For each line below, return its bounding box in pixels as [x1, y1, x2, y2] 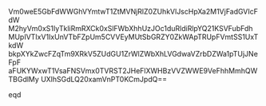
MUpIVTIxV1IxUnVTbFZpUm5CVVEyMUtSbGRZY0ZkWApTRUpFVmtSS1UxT [8, 32, 259, 41]
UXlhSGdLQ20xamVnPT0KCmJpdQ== [41, 75, 168, 84]
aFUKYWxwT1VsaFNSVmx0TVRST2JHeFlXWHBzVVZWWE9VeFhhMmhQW [8, 66, 258, 75]
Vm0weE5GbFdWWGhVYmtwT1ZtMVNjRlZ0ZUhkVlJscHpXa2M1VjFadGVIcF [8, 7, 258, 16]
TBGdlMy [8, 75, 40, 84]
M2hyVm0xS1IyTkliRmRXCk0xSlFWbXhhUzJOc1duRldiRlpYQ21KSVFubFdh [8, 24, 253, 33]
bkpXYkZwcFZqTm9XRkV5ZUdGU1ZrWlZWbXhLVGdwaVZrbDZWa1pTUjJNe [8, 49, 258, 58]
